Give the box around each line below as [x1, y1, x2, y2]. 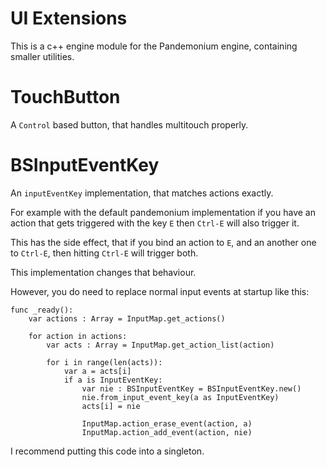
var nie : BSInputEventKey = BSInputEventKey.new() [81, 383, 302, 394]
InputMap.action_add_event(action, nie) [81, 427, 253, 437]
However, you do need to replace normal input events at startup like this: [10, 285, 310, 297]
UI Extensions [10, 7, 128, 30]
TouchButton [10, 86, 121, 109]
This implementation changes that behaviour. [10, 266, 197, 278]
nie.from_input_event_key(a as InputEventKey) [81, 392, 280, 402]
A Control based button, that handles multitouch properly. [10, 118, 249, 131]
